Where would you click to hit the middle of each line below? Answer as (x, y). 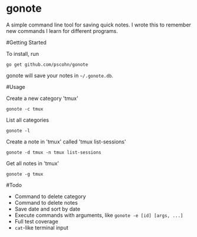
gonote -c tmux (25, 109)
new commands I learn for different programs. (62, 31)
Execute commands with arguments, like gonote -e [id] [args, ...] (99, 215)
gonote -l (18, 131)
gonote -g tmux (25, 174)
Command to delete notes (46, 202)
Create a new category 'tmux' (42, 98)
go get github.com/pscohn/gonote (47, 64)
